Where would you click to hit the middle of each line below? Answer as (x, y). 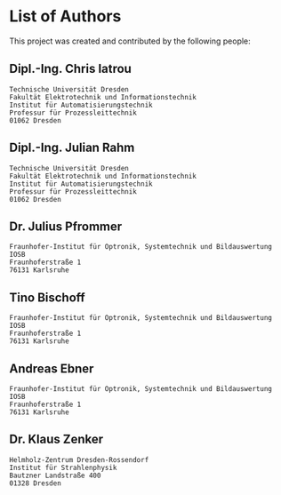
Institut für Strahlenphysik (63, 467)
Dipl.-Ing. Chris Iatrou (70, 69)
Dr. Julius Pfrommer (66, 226)
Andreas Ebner (52, 368)
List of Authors (65, 16)
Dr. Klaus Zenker (56, 439)
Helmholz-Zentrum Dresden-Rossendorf (79, 459)
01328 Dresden (36, 483)
